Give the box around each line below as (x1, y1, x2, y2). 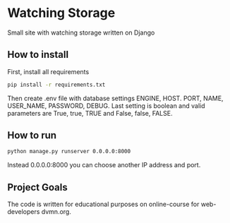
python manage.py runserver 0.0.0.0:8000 (7, 148, 131, 155)
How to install (7, 49, 69, 61)
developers (7, 207, 40, 216)
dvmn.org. (41, 207, 72, 216)
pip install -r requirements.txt (7, 81, 106, 88)
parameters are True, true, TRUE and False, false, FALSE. (7, 109, 173, 117)
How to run (7, 129, 57, 142)
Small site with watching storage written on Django (7, 28, 155, 37)
